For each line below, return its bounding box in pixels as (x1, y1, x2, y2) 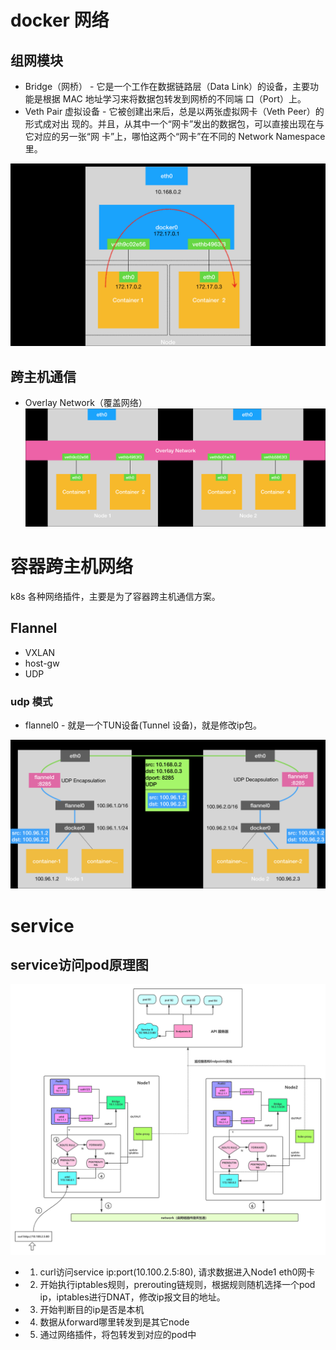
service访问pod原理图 (10, 957, 149, 973)
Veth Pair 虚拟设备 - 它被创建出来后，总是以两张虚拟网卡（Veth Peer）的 (24, 106, 325, 117)
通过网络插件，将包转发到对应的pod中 (39, 1328, 197, 1340)
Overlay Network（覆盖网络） (24, 397, 148, 409)
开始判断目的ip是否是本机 (39, 1303, 145, 1315)
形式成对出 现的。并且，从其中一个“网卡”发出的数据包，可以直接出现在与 (24, 118, 325, 130)
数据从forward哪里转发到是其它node (39, 1316, 190, 1328)
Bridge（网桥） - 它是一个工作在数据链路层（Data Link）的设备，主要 (24, 81, 311, 92)
